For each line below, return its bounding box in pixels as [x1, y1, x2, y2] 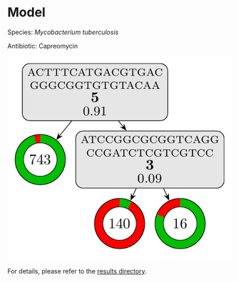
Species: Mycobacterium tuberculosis [7, 28, 119, 36]
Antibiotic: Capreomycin [7, 41, 78, 50]
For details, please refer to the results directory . [7, 266, 148, 275]
